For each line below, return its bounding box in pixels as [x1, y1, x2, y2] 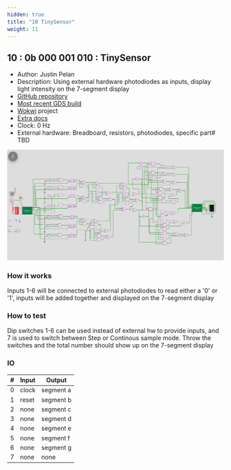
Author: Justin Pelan [16, 70, 75, 78]
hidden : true [7, 11, 45, 18]
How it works [7, 270, 52, 280]
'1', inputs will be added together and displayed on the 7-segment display [7, 293, 214, 302]
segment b [41, 396, 72, 404]
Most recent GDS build [16, 100, 82, 108]
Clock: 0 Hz [16, 121, 51, 130]
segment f [41, 434, 70, 442]
